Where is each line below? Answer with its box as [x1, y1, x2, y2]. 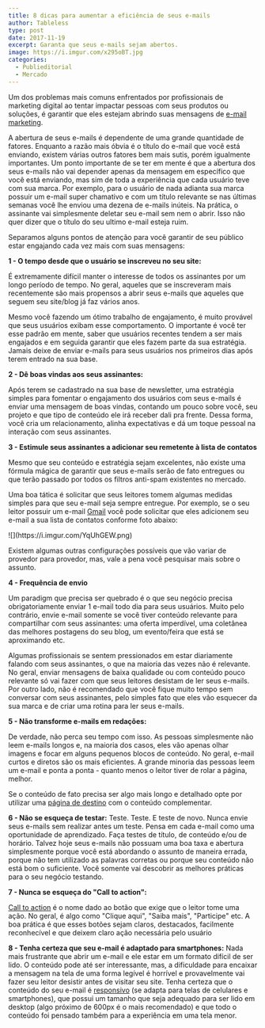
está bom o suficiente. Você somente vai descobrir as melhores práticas [8, 863, 244, 873]
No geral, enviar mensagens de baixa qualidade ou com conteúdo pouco [8, 667, 245, 677]
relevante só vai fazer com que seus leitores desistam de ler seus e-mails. [8, 676, 250, 685]
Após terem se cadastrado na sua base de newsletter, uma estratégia [8, 385, 235, 394]
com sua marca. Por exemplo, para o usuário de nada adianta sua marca [8, 183, 244, 192]
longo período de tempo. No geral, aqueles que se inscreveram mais [8, 280, 232, 289]
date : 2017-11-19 [8, 33, 66, 42]
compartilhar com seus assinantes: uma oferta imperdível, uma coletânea [8, 619, 248, 628]
